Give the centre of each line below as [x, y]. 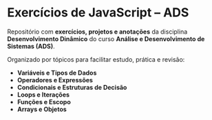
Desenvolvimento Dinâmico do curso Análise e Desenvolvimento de [106, 38]
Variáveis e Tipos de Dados [57, 73]
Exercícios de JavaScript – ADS [98, 13]
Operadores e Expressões [55, 80]
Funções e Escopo [44, 101]
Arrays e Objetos [42, 109]
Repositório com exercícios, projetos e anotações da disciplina [97, 32]
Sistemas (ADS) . [31, 46]
